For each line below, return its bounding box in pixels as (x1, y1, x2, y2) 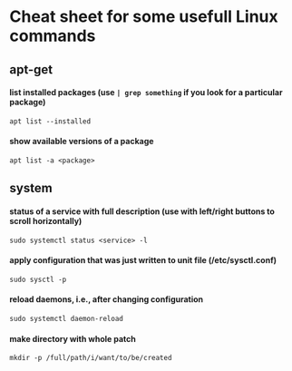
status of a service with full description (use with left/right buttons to (9, 206, 275, 217)
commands (9, 25, 96, 46)
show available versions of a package (9, 136, 154, 147)
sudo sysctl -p (9, 275, 67, 284)
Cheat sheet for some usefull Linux (9, 6, 278, 27)
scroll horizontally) (9, 215, 83, 226)
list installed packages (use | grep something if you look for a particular (9, 87, 283, 98)
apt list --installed (9, 116, 92, 126)
